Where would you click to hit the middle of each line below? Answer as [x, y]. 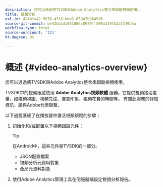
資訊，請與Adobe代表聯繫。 [34, 105]
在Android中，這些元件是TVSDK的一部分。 [56, 146]
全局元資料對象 [35, 169]
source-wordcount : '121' [31, 33]
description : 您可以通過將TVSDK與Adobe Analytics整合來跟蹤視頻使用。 [73, 10]
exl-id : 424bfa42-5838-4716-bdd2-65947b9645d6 [54, 19]
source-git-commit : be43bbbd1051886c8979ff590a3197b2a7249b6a [71, 23]
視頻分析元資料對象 [39, 162]
